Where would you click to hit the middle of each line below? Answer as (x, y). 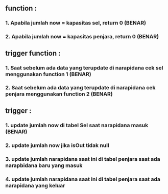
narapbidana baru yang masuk (44, 165)
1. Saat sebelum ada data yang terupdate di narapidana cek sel (84, 67)
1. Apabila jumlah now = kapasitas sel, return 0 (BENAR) (76, 23)
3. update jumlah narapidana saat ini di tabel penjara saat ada (83, 159)
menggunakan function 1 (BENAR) (48, 74)
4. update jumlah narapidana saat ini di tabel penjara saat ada (83, 179)
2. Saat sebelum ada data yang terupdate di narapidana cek (80, 88)
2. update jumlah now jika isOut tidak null (57, 145)
